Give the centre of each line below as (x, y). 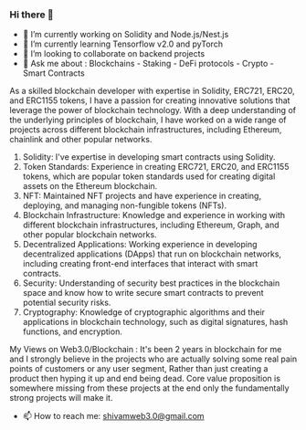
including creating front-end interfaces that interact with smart (140, 264)
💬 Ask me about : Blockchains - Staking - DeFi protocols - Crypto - (148, 64)
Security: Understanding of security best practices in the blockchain (151, 283)
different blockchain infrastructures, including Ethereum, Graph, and (151, 225)
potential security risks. (67, 303)
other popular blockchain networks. (90, 235)
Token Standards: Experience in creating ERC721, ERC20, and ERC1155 (156, 167)
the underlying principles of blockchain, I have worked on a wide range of (148, 120)
